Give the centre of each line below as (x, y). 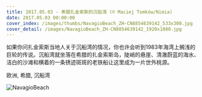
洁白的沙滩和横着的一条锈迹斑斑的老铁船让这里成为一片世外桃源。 (89, 62)
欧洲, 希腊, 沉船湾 (28, 75)
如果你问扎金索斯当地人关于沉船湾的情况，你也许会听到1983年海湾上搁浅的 (101, 47)
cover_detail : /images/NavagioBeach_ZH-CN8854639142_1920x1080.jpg (94, 29)
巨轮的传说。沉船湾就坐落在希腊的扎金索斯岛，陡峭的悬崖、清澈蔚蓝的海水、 (103, 55)
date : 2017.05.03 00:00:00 (41, 18)
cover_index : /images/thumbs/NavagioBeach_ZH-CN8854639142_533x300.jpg (99, 23)
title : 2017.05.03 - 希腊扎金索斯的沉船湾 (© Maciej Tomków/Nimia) (89, 12)
